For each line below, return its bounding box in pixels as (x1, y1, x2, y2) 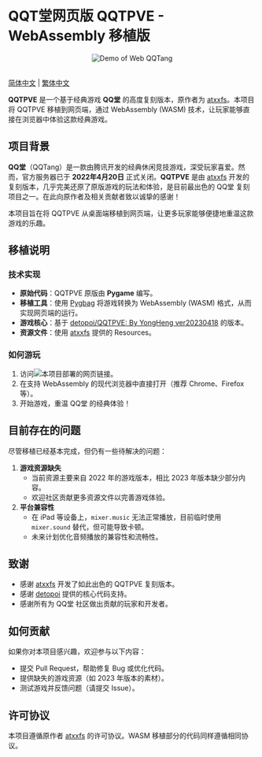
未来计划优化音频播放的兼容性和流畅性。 (31, 532, 163, 541)
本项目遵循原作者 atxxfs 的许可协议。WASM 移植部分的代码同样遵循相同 (8, 730, 242, 740)
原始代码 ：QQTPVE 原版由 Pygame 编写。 (19, 288, 157, 298)
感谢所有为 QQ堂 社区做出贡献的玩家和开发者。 (19, 599, 173, 609)
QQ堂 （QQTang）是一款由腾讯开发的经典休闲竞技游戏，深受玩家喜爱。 (8, 162, 238, 172)
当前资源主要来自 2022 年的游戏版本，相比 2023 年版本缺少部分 (31, 473, 239, 482)
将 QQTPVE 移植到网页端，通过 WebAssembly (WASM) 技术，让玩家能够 (8, 104, 244, 114)
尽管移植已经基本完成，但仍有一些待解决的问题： (8, 446, 167, 455)
